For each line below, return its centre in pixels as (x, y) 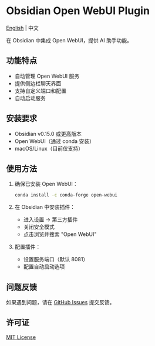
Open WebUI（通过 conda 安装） (55, 141)
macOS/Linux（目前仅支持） (49, 148)
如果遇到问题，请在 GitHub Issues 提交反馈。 (60, 302)
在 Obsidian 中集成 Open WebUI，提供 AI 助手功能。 (69, 40)
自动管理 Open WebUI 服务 (47, 76)
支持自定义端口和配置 (40, 91)
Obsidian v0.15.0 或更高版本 (48, 134)
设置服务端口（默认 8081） (56, 259)
